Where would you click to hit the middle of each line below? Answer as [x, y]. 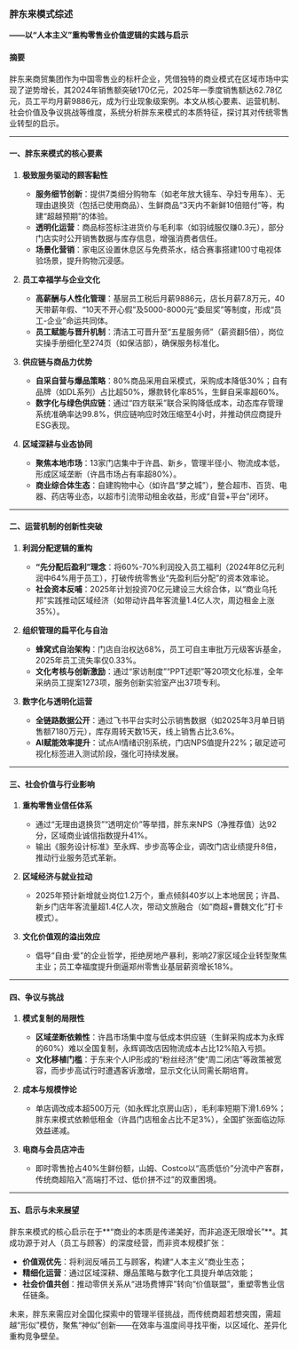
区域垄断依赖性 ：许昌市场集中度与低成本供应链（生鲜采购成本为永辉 [160, 1037]
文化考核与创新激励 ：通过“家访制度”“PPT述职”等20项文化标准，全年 [159, 671]
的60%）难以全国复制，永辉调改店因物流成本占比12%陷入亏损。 [153, 1049]
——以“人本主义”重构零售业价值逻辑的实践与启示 [99, 35]
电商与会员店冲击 [53, 1150]
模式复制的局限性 [53, 1018]
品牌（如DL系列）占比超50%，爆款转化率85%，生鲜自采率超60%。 [159, 391]
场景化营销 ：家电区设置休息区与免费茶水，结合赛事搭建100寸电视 [154, 249]
